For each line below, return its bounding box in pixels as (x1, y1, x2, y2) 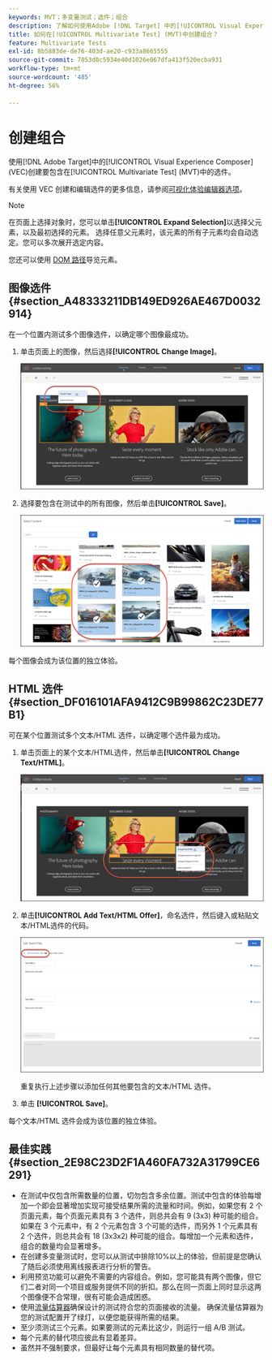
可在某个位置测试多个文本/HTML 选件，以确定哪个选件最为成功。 (8, 730, 225, 740)
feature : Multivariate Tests (8, 39, 107, 47)
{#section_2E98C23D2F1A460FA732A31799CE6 (8, 1155, 261, 1169)
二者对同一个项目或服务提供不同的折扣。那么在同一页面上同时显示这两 (27, 1282, 261, 1292)
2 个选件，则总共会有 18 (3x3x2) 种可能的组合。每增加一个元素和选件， (19, 1231, 257, 1241)
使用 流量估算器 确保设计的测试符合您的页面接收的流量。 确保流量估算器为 (19, 1302, 264, 1312)
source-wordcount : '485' (8, 73, 92, 81)
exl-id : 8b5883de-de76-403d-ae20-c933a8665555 (8, 47, 168, 56)
